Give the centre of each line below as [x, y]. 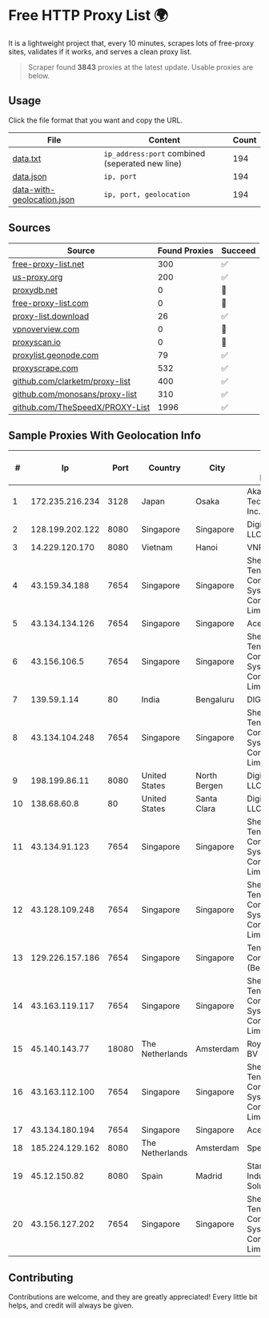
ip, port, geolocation [147, 194]
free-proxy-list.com [51, 303]
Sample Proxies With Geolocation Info [105, 435]
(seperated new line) [143, 163]
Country [165, 468]
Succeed [239, 251]
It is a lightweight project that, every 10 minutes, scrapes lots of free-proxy [131, 43]
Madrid [209, 1176]
